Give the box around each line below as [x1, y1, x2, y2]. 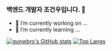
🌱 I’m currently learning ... [15, 26, 80, 33]
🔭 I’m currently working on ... [15, 19, 88, 27]
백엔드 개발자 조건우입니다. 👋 [6, 5, 86, 13]
